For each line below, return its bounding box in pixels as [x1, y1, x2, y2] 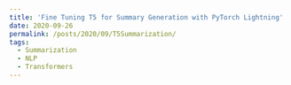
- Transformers [17, 63, 74, 72]
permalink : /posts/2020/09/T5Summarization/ [9, 29, 177, 38]
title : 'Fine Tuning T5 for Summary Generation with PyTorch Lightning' [9, 12, 284, 22]
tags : [9, 37, 29, 47]
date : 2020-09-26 [9, 21, 74, 30]
